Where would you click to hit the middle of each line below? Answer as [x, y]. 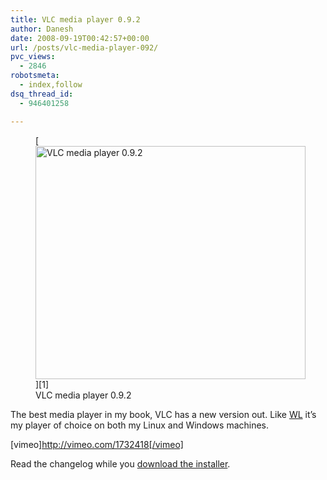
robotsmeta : [35, 76]
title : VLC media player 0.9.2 [75, 19]
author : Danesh [42, 29]
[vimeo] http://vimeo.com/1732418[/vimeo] [97, 444]
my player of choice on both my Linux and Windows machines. [140, 425]
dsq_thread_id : [42, 94]
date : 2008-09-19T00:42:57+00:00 [80, 38]
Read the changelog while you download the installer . [120, 463]
